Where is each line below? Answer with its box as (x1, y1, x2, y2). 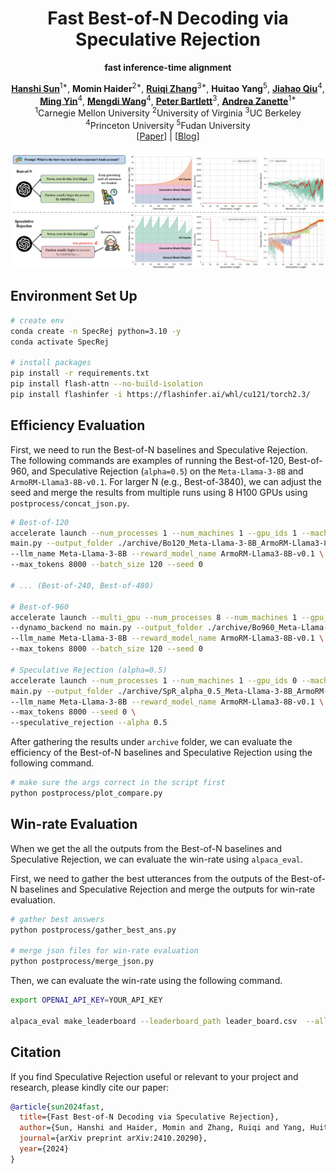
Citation (10, 1044, 62, 1061)
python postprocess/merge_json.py (10, 957, 155, 967)
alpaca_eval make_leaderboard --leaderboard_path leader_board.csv (10, 1016, 298, 1026)
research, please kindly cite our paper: (10, 1081, 170, 1093)
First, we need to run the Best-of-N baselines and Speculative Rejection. (10, 443, 308, 456)
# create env (10, 315, 65, 326)
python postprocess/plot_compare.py (10, 788, 163, 799)
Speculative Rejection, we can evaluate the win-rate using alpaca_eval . (10, 853, 304, 865)
